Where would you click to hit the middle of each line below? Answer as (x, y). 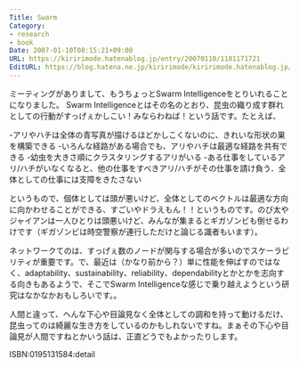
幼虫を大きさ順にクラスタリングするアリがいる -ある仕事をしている (154, 157)
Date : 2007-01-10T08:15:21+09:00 (71, 51)
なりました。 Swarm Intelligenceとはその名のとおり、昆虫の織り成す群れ (150, 104)
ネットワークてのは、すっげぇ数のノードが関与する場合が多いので (130, 250)
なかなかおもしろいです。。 (73, 295)
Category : (28, 26)
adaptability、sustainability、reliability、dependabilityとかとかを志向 (151, 273)
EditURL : (25, 68)
